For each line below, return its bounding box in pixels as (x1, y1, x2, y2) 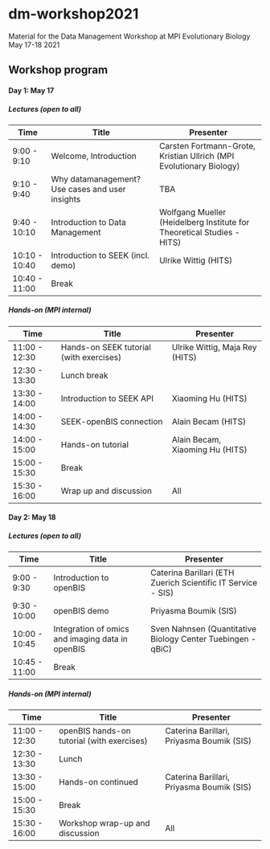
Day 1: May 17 (8, 85, 55, 95)
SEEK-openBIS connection (60, 415, 163, 427)
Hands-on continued (59, 777, 138, 788)
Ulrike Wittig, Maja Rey (171, 341, 257, 353)
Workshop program (8, 63, 108, 77)
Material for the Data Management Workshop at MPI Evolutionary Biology (8, 31, 251, 41)
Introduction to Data (51, 216, 126, 227)
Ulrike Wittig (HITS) (159, 255, 233, 266)
